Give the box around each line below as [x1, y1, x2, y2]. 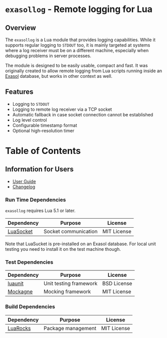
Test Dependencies [5, 259, 53, 266]
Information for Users [5, 165, 74, 174]
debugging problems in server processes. [5, 53, 91, 59]
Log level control [12, 117, 47, 123]
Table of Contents [5, 145, 81, 156]
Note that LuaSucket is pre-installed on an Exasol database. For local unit [5, 241, 156, 247]
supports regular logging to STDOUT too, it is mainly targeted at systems [5, 42, 150, 48]
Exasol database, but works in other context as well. [5, 73, 112, 79]
